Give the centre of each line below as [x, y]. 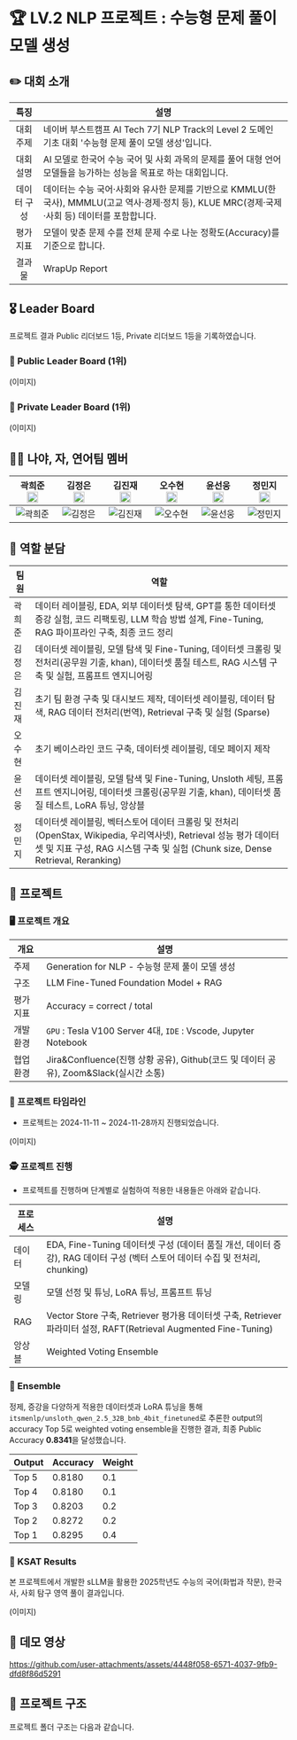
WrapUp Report [75, 269]
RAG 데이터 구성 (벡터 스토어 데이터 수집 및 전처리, [161, 1258]
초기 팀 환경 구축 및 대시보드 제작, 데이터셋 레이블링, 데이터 [150, 699]
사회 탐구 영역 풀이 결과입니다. [73, 1593]
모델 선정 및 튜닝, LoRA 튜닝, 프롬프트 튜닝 [129, 1292]
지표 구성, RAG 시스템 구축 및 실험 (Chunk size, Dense [164, 849]
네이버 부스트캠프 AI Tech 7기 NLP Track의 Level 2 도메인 [158, 129]
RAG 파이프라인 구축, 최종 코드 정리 [104, 633]
